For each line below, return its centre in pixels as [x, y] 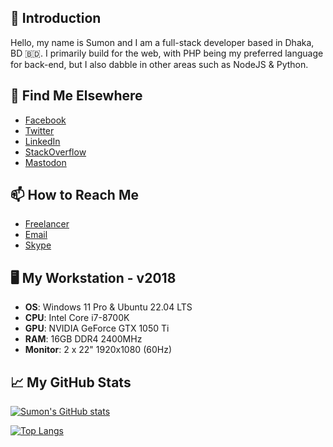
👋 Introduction [56, 18]
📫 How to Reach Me [74, 195]
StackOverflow [55, 152]
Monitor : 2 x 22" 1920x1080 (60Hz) [98, 350]
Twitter [39, 130]
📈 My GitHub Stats [71, 382]
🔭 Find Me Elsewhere [76, 96]
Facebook [45, 120]
